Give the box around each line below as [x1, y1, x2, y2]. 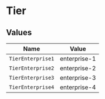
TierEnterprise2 [9, 65, 55, 71]
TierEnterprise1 [9, 56, 55, 62]
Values [6, 28, 32, 37]
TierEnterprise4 [9, 84, 55, 90]
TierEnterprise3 [9, 74, 55, 81]
